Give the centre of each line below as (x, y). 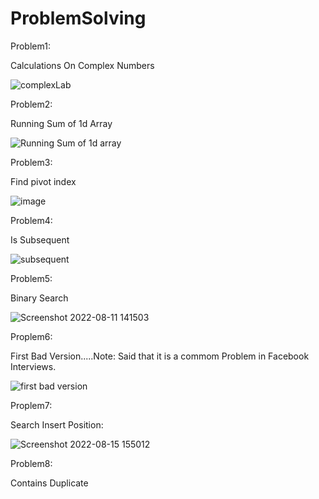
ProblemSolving (78, 18)
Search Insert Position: (57, 424)
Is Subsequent (40, 239)
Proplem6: (31, 336)
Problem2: (31, 104)
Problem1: (30, 46)
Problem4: (31, 220)
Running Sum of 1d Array (61, 123)
